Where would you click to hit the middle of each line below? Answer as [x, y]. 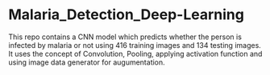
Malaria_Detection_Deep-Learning [126, 15]
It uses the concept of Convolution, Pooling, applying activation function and [135, 53]
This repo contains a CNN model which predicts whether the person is [125, 37]
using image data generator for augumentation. [87, 62]
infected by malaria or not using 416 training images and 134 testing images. [135, 45]
